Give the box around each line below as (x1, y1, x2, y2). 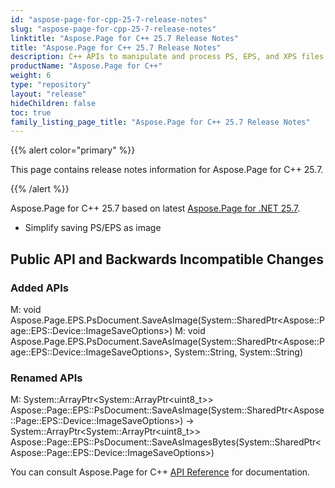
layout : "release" (10, 89, 87, 99)
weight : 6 (10, 71, 52, 81)
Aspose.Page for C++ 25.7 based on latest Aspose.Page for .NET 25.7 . (10, 202, 301, 215)
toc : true (10, 107, 52, 118)
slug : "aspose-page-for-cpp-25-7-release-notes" (10, 24, 217, 34)
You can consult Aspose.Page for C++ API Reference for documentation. (10, 466, 311, 478)
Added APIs (10, 281, 69, 295)
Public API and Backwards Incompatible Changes (10, 251, 325, 268)
